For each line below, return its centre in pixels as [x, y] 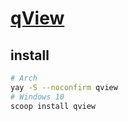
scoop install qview [53, 106]
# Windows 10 [37, 97]
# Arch [24, 78]
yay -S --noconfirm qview [64, 87]
